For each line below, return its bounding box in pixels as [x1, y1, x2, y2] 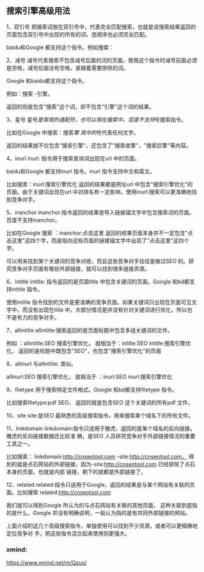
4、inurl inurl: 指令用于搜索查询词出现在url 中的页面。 [6, 155, 140, 162]
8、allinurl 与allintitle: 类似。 [6, 360, 77, 367]
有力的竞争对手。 [16, 313, 59, 321]
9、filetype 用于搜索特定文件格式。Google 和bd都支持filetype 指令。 [6, 386, 178, 393]
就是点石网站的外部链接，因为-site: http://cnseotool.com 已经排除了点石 [16, 460, 195, 467]
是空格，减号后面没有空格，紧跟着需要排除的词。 [6, 64, 129, 71]
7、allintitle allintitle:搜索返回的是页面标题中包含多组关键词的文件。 [6, 326, 173, 333]
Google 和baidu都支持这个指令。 [6, 77, 88, 84]
